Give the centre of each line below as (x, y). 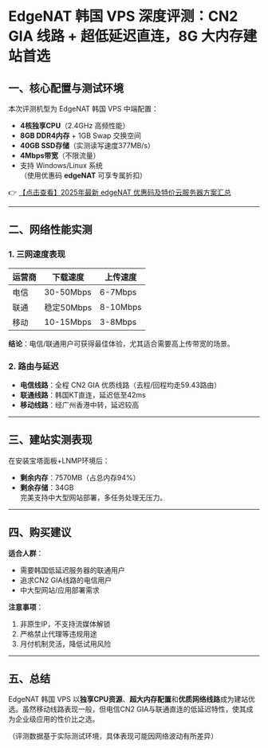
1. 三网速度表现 (37, 254)
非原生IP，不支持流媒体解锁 (65, 624)
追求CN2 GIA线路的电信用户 (65, 580)
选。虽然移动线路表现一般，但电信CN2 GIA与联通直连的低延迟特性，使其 (128, 709)
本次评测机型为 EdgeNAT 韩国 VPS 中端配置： (84, 109)
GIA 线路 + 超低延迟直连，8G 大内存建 (133, 36)
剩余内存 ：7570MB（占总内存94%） (80, 477)
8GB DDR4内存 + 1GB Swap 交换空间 (81, 135)
